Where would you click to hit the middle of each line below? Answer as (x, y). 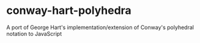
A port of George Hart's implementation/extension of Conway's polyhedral (100, 27)
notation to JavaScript (34, 33)
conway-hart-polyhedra (69, 11)
